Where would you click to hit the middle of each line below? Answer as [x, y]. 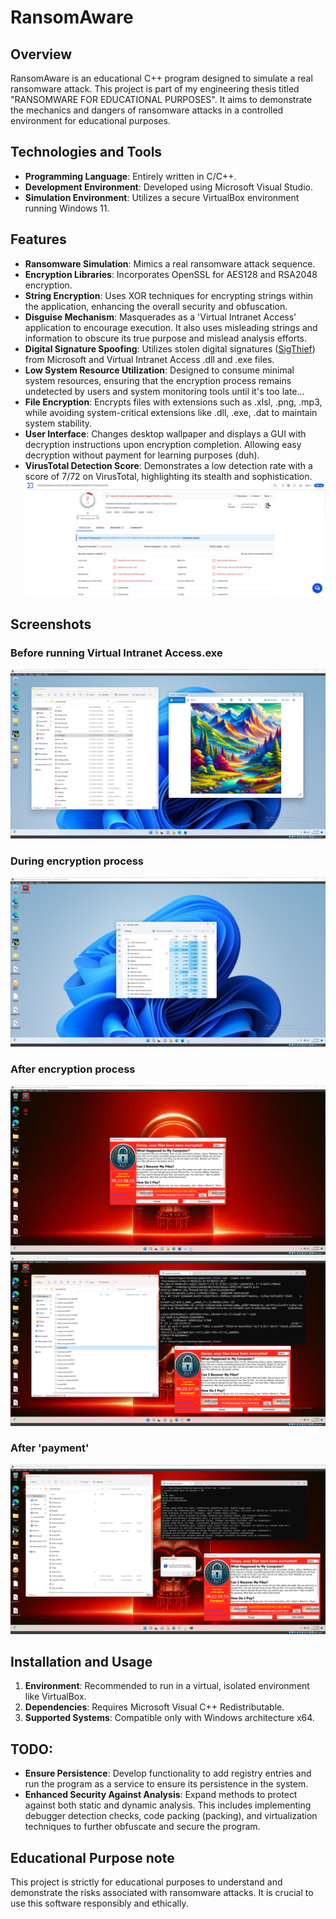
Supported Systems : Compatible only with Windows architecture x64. [169, 1718]
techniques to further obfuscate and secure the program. [142, 1827]
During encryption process [77, 861]
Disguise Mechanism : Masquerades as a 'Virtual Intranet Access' [160, 317]
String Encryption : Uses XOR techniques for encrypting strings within [169, 295]
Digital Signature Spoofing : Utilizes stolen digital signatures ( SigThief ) [170, 348]
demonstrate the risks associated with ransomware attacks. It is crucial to [162, 1892]
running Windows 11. [67, 208]
